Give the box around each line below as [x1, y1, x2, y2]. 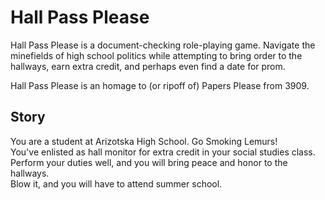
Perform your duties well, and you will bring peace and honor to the [10, 156, 288, 168]
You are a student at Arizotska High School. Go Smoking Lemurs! [10, 135, 278, 147]
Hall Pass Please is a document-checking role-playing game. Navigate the [10, 39, 316, 51]
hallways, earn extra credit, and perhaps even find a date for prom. [10, 60, 286, 72]
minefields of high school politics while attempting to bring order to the [10, 49, 303, 61]
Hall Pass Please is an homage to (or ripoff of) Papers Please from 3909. [10, 79, 310, 91]
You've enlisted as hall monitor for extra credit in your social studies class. [10, 146, 316, 158]
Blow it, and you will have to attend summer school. [10, 177, 223, 190]
